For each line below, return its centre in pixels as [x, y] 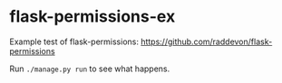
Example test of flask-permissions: [74, 41]
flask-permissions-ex [92, 17]
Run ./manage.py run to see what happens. [90, 69]
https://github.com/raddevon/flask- [206, 41]
